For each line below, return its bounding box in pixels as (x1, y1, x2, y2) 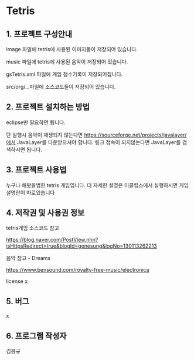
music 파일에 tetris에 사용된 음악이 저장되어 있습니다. (6, 58, 128, 65)
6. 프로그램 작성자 (6, 331, 67, 341)
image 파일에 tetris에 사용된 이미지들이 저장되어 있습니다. (6, 46, 138, 52)
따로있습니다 (26, 189, 55, 196)
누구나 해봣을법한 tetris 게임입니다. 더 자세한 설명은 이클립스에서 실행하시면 (6, 181, 178, 189)
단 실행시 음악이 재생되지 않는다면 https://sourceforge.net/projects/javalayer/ (6, 131, 187, 138)
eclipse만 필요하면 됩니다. (6, 119, 66, 126)
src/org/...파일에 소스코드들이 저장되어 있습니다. (6, 84, 116, 90)
